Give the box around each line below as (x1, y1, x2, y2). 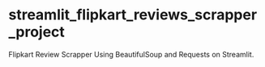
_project (8, 23, 65, 41)
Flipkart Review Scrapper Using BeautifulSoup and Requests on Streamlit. (8, 49, 254, 59)
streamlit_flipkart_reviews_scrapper (8, 6, 258, 24)
